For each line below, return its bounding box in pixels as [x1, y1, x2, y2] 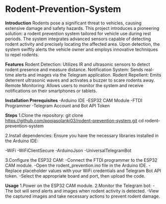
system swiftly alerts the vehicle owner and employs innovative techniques [5, 46, 158, 52]
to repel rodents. [5, 51, 39, 58]
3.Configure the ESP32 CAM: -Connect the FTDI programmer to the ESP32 [5, 157, 158, 163]
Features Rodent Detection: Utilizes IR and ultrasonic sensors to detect [5, 61, 150, 67]
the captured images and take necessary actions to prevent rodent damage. [5, 193, 160, 199]
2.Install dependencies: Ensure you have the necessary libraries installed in [5, 132, 159, 138]
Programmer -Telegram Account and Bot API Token [5, 102, 110, 108]
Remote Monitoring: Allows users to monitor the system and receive [5, 82, 144, 88]
